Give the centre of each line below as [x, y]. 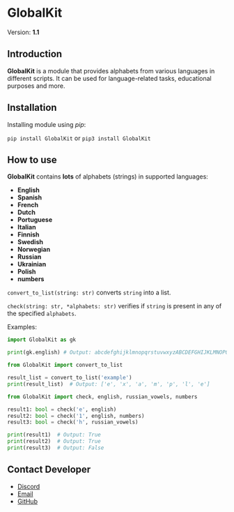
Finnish [28, 234]
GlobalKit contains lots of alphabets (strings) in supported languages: [108, 176]
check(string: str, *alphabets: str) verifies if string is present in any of [115, 306]
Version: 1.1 [23, 32]
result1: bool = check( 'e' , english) [62, 409]
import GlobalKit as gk [42, 340]
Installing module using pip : [47, 124]
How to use [32, 159]
